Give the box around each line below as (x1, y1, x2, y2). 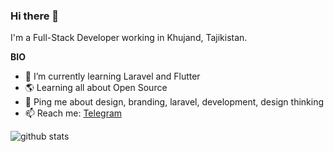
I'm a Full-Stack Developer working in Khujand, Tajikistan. (10, 32, 248, 44)
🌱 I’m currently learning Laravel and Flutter (24, 70, 201, 83)
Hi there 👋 (10, 9, 60, 23)
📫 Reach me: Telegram (24, 107, 123, 119)
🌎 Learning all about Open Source (24, 82, 168, 94)
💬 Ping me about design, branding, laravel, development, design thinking (24, 96, 325, 108)
